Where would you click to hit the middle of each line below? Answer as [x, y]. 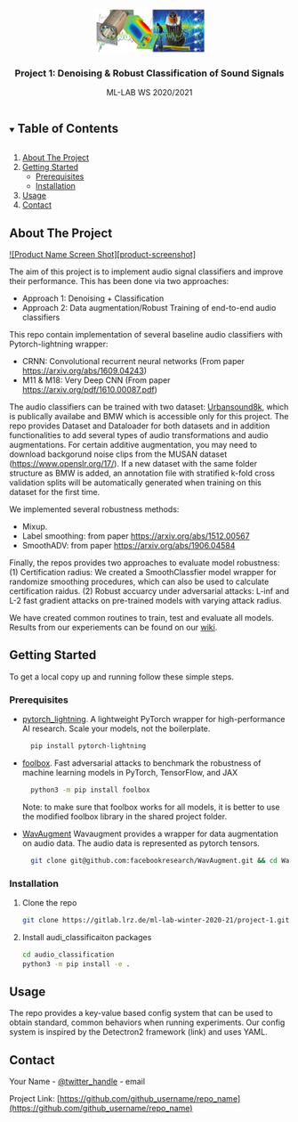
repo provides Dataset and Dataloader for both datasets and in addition [140, 426]
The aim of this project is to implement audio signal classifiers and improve [146, 272]
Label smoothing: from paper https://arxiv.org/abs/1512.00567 [136, 536]
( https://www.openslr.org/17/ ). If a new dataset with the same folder [133, 463]
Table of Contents [68, 128]
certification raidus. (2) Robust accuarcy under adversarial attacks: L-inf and [149, 590]
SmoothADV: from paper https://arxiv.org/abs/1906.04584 [129, 545]
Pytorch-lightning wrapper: [59, 344]
